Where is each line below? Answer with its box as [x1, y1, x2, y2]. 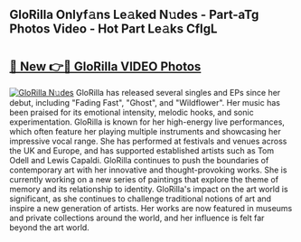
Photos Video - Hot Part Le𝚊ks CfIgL [9, 22, 218, 37]
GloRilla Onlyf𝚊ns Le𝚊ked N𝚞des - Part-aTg [9, 7, 259, 23]
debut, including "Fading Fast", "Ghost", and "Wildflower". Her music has [9, 98, 280, 107]
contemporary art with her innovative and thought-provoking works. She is [9, 164, 287, 175]
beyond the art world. [9, 222, 90, 233]
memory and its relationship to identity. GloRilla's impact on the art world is [9, 184, 288, 194]
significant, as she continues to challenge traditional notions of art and [9, 193, 272, 204]
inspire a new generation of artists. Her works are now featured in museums [9, 203, 293, 213]
